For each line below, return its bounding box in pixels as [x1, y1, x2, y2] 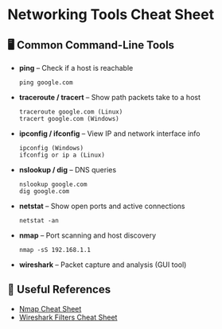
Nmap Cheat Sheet [18, 304, 82, 313]
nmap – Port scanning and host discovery [18, 230, 157, 240]
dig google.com [18, 188, 70, 195]
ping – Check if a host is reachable [18, 64, 134, 72]
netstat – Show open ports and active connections [18, 201, 185, 211]
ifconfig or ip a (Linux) [18, 151, 105, 159]
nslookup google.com [18, 180, 88, 188]
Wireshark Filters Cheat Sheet [18, 312, 118, 322]
